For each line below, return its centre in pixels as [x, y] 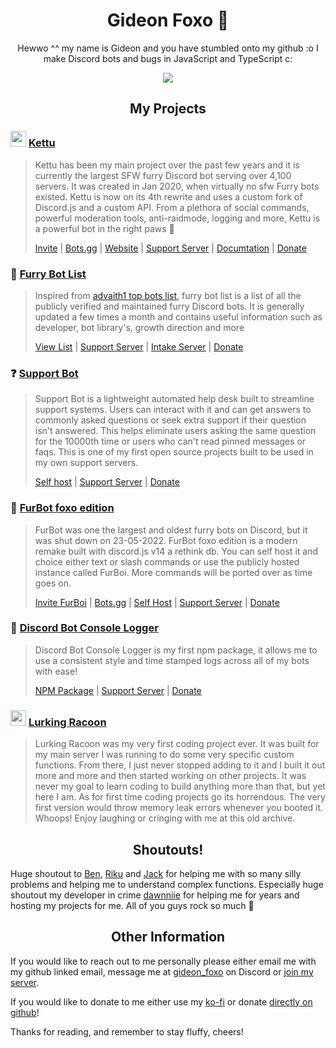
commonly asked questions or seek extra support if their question [170, 420]
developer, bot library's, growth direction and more [139, 327]
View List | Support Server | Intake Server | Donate [139, 346]
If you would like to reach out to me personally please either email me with [163, 961]
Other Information [168, 937]
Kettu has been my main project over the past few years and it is [167, 165]
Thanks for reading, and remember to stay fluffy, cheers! [127, 1031]
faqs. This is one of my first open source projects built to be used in [174, 452]
